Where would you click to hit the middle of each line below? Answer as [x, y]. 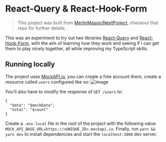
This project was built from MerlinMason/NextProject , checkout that [88, 23]
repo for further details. [42, 28]
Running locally [30, 64]
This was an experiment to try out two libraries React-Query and [72, 38]
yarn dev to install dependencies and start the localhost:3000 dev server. [81, 134]
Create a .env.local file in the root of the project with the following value [80, 123]
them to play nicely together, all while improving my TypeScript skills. [77, 48]
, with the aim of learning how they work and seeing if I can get [94, 43]
